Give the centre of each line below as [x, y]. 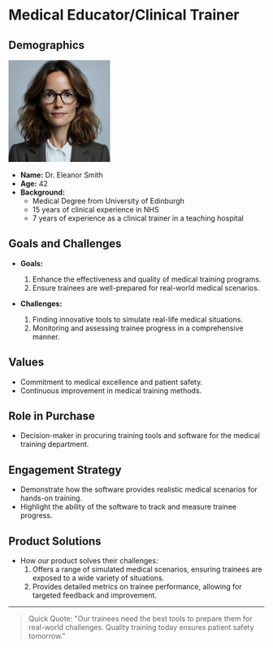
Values [26, 363]
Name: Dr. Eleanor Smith [62, 175]
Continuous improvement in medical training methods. [111, 390]
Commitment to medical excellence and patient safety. [111, 382]
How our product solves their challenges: [89, 561]
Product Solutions [55, 541]
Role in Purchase [52, 416]
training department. [54, 444]
